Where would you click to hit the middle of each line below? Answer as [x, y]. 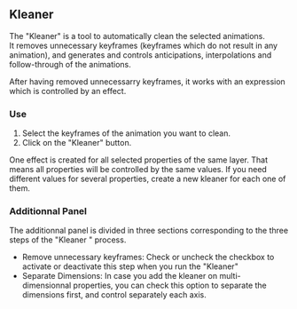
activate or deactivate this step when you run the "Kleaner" [130, 266]
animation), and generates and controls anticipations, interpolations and [141, 55]
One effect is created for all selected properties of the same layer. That [139, 160]
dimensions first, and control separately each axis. [114, 295]
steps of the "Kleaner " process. [68, 240]
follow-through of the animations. [70, 64]
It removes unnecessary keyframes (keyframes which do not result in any [143, 45]
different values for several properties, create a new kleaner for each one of [148, 179]
